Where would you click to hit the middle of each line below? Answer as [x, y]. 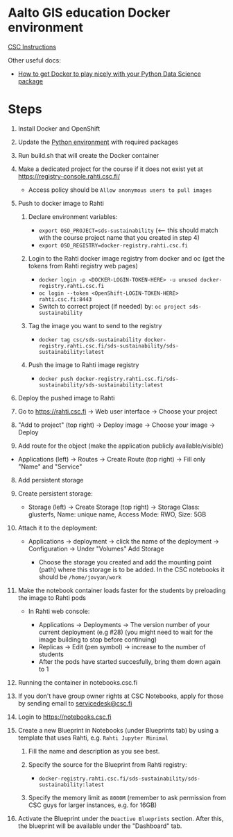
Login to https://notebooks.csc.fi [64, 717]
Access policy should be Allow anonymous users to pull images [120, 190]
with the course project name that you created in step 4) [119, 237]
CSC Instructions [32, 47]
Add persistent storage [51, 480]
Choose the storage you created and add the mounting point [125, 562]
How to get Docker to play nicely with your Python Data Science [110, 74]
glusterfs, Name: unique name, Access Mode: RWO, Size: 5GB [117, 514]
